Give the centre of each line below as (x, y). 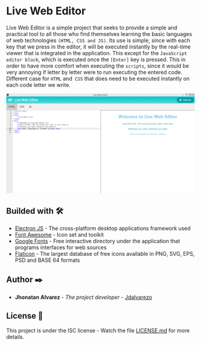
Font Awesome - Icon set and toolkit (59, 234)
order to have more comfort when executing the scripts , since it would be (98, 66)
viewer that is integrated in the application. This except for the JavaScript (97, 53)
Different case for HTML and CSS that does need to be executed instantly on (98, 78)
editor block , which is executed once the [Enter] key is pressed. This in (96, 59)
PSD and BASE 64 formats (47, 260)
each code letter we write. (38, 84)
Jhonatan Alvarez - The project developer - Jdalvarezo (83, 297)
